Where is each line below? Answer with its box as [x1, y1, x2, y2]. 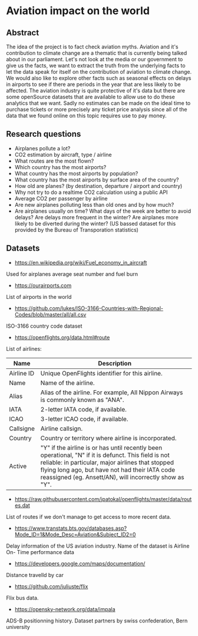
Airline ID [9, 369, 34, 377]
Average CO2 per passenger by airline [14, 195, 108, 202]
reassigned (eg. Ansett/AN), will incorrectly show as [40, 473, 184, 481]
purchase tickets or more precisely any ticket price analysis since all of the [6, 106, 187, 113]
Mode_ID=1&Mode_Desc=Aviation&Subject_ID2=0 [14, 530, 136, 538]
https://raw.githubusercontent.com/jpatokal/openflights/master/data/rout [14, 495, 192, 502]
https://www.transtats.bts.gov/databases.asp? [14, 525, 127, 532]
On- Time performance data [6, 548, 75, 555]
